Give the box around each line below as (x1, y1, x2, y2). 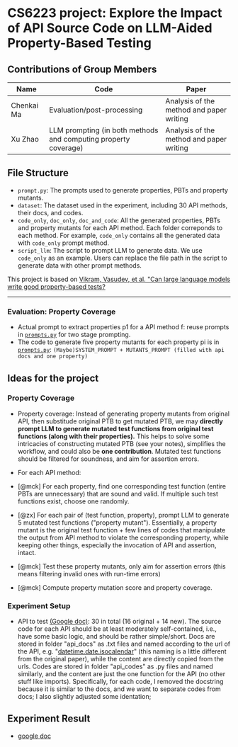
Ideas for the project (7, 372, 99, 384)
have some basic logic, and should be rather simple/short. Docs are (17, 632, 215, 641)
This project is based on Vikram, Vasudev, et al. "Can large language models (7, 275, 231, 283)
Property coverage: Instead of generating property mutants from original (17, 409, 230, 418)
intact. (17, 548, 37, 557)
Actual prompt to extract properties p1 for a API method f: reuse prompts (17, 323, 229, 331)
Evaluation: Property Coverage (7, 307, 116, 317)
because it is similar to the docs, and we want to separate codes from (17, 685, 221, 693)
